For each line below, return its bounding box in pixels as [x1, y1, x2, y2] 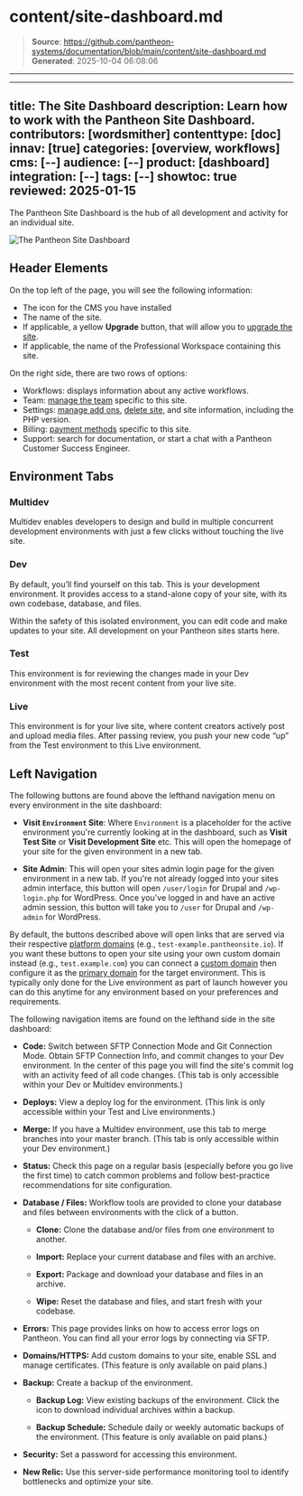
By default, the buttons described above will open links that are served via [9, 929, 285, 940]
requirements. [9, 996, 61, 1006]
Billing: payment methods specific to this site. [22, 423, 192, 435]
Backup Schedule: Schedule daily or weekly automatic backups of [35, 1421, 284, 1433]
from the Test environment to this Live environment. [9, 740, 202, 751]
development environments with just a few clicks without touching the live [9, 526, 284, 537]
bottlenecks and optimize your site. [22, 1475, 153, 1487]
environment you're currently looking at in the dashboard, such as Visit [22, 827, 288, 837]
